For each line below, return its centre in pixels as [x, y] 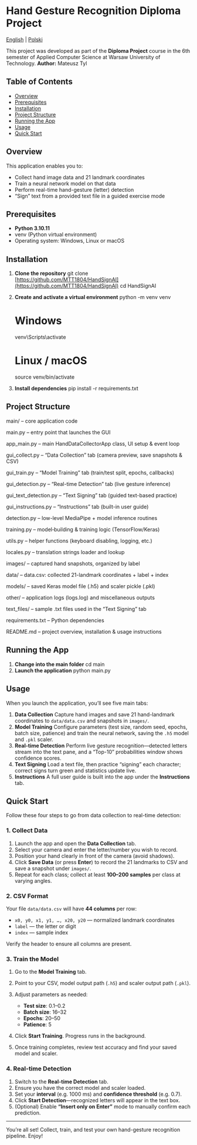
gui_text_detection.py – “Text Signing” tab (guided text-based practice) [92, 495]
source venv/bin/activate [45, 377]
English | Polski [24, 39]
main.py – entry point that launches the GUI [58, 432]
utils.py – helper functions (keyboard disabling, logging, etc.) [79, 541]
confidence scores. [38, 758]
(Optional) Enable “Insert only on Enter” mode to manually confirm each [102, 1106]
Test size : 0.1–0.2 [44, 1006]
